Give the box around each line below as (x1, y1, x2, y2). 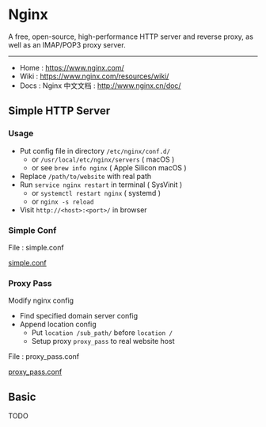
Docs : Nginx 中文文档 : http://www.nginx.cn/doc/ (19, 81, 181, 90)
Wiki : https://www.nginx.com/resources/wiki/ (19, 71, 169, 81)
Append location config (19, 319, 97, 330)
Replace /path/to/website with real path (19, 171, 152, 181)
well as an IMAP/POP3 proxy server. (8, 40, 126, 49)
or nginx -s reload (31, 196, 94, 206)
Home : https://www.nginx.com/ (19, 63, 124, 72)
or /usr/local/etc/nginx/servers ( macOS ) (31, 154, 175, 164)
